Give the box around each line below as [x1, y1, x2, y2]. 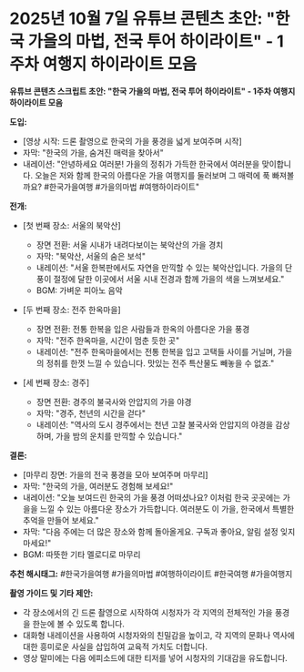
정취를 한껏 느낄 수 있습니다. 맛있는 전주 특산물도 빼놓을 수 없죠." [46, 357, 275, 369]
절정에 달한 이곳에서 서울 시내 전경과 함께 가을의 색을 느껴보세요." [53, 273, 285, 284]
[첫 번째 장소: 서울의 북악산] [22, 219, 121, 230]
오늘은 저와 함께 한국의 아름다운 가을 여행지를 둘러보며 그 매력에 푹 [35, 169, 270, 180]
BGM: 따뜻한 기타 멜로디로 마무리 [22, 548, 141, 560]
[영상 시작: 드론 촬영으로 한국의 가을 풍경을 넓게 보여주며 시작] [22, 136, 243, 147]
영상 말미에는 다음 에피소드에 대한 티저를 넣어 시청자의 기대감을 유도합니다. [22, 652, 289, 663]
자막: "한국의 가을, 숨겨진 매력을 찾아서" [22, 147, 164, 158]
